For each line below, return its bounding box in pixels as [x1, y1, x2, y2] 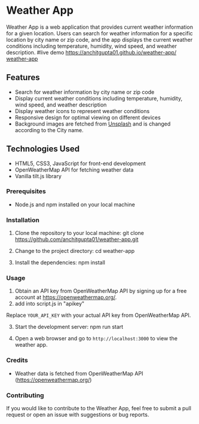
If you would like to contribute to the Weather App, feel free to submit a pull [6, 405, 191, 412]
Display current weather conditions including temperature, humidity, [14, 94, 183, 102]
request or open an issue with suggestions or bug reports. [6, 411, 149, 419]
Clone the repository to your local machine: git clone [14, 230, 145, 237]
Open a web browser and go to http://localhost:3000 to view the [14, 335, 178, 342]
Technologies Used [6, 144, 79, 154]
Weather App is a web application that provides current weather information [6, 23, 193, 30]
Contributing [6, 391, 44, 399]
